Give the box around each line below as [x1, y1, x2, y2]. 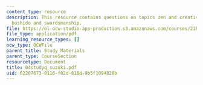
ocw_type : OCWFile [6, 42, 53, 48]
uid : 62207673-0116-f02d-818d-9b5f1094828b [6, 70, 118, 76]
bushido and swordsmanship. [11, 20, 83, 26]
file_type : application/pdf [6, 31, 77, 37]
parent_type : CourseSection [6, 53, 77, 59]
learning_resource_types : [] [6, 37, 80, 42]
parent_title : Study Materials [6, 48, 85, 54]
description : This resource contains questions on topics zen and [6, 14, 177, 20]
